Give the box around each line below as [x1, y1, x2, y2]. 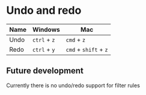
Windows [32, 25, 60, 34]
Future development [6, 66, 84, 76]
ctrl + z [32, 35, 55, 44]
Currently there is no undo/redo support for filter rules [6, 82, 140, 89]
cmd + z [65, 35, 86, 44]
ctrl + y [32, 45, 55, 54]
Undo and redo [6, 4, 82, 17]
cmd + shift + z [65, 45, 108, 54]
